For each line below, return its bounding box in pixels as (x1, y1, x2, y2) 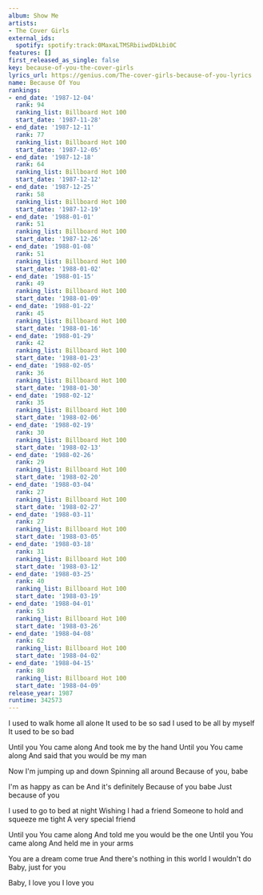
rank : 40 (15, 577, 45, 585)
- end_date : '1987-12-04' (8, 94, 94, 102)
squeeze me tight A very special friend (8, 814, 136, 825)
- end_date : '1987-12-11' (8, 123, 94, 131)
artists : (8, 19, 38, 27)
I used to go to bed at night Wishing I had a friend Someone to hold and (8, 806, 244, 816)
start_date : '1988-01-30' (15, 383, 102, 392)
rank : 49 (15, 279, 45, 288)
